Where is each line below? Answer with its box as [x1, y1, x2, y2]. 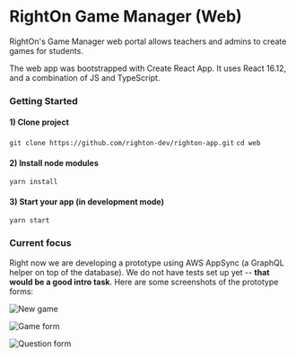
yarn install [9, 178, 58, 187]
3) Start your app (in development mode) [9, 196, 164, 207]
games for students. [9, 45, 83, 56]
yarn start [9, 216, 50, 225]
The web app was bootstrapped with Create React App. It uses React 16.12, [9, 63, 287, 74]
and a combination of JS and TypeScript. [9, 72, 161, 83]
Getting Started [9, 94, 78, 107]
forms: [9, 285, 34, 297]
